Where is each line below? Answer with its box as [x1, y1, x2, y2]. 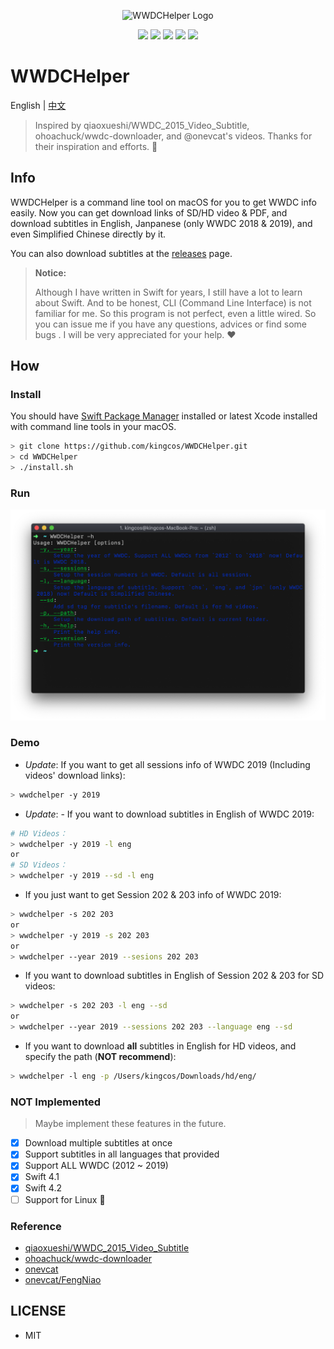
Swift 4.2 [24, 1182, 62, 1194]
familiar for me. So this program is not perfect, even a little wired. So [34, 307, 317, 319]
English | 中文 [10, 99, 67, 111]
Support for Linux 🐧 [24, 1193, 106, 1205]
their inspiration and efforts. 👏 [34, 140, 158, 152]
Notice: [34, 266, 67, 279]
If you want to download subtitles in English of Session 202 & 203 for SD [24, 970, 325, 982]
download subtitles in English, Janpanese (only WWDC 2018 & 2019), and [10, 217, 313, 229]
